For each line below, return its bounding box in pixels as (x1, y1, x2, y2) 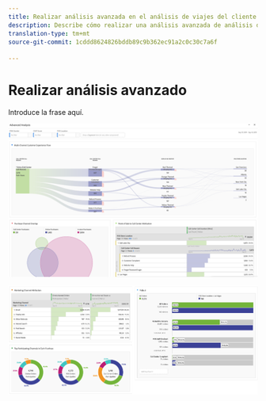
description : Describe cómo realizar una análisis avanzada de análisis (8, 21, 253, 29)
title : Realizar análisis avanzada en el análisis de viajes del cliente (8, 13, 257, 21)
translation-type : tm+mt (8, 29, 90, 37)
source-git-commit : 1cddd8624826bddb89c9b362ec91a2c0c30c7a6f (8, 38, 218, 46)
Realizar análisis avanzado (8, 82, 188, 99)
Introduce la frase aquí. (8, 108, 85, 117)
